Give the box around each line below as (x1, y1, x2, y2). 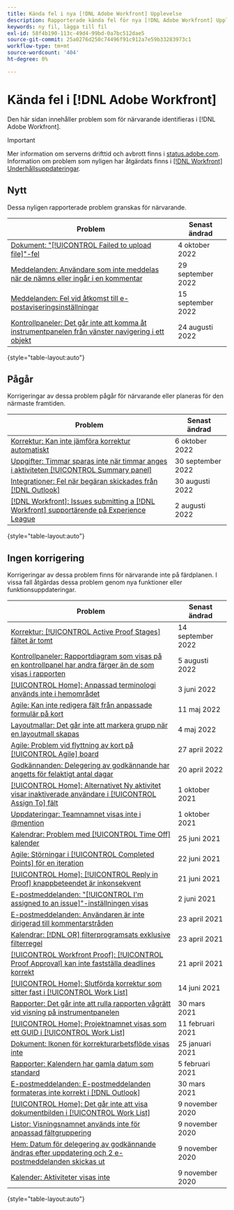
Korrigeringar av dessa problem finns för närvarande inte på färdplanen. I (7, 570, 217, 580)
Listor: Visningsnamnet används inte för (10, 1119, 141, 1129)
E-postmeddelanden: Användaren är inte (10, 910, 145, 920)
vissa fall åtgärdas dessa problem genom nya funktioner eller (7, 578, 182, 586)
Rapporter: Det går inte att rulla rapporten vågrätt (10, 999, 171, 1009)
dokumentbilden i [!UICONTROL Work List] (10, 1108, 151, 1118)
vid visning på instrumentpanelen (10, 1008, 120, 1017)
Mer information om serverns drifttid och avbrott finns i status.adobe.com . (7, 149, 221, 158)
